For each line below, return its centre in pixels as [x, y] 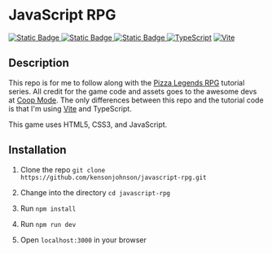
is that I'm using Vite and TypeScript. [70, 108]
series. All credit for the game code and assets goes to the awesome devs [133, 91]
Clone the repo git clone [63, 169]
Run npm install [48, 208]
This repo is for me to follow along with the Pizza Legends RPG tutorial [127, 82]
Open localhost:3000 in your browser [83, 240]
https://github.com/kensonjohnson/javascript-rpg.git [113, 177]
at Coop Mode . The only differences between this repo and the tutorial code [136, 100]
